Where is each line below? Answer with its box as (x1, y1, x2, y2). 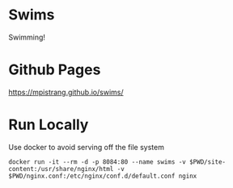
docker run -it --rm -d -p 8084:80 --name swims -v (8, 157, 186, 166)
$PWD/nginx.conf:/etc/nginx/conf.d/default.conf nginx (8, 172, 197, 180)
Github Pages (8, 61, 101, 79)
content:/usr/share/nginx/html (8, 165, 114, 173)
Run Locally (8, 115, 89, 134)
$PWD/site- (189, 157, 227, 166)
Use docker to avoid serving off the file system (8, 142, 164, 152)
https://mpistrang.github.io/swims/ (8, 87, 124, 97)
